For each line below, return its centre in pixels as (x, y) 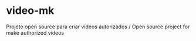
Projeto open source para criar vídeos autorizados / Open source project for (98, 27)
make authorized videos (35, 32)
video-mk (30, 11)
